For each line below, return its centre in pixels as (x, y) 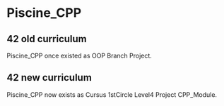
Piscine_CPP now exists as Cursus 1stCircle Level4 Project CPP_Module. (112, 94)
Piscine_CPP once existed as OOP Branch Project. (79, 55)
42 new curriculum (49, 78)
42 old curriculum (47, 39)
